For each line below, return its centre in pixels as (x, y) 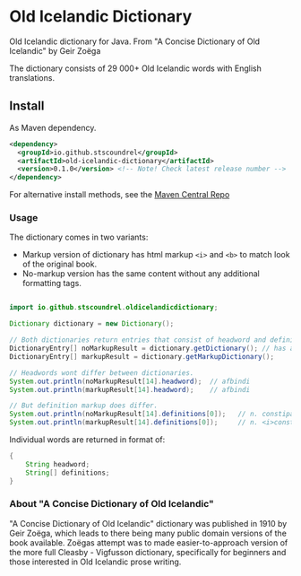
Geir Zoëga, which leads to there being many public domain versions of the (148, 533)
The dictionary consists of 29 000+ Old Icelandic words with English (135, 68)
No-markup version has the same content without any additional (141, 274)
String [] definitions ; (68, 473)
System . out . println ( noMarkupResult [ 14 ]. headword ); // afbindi (130, 381)
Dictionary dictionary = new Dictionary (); (92, 324)
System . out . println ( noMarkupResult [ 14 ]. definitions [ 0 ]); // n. (133, 415)
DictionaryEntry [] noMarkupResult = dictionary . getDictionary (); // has (148, 349)
